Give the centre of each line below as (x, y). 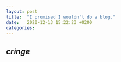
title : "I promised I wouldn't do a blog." (61, 17)
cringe (18, 51)
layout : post (22, 11)
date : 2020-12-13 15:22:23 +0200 (49, 22)
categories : (20, 28)
